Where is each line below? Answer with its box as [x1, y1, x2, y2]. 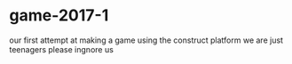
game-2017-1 [9, 5, 109, 26]
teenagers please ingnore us [9, 44, 114, 54]
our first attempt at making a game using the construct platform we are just [9, 35, 284, 45]
